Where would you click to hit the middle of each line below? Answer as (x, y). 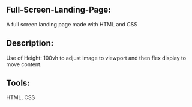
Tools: (18, 83)
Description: (30, 44)
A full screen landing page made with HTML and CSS (72, 24)
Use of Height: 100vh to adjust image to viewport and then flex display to (96, 58)
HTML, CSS (21, 97)
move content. (24, 64)
